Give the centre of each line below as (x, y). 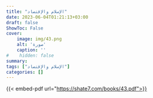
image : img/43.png (39, 39)
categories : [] (25, 72)
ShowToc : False (25, 28)
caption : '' (31, 50)
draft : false (22, 22)
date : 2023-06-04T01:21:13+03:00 (47, 17)
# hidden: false (30, 55)
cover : (14, 34)
